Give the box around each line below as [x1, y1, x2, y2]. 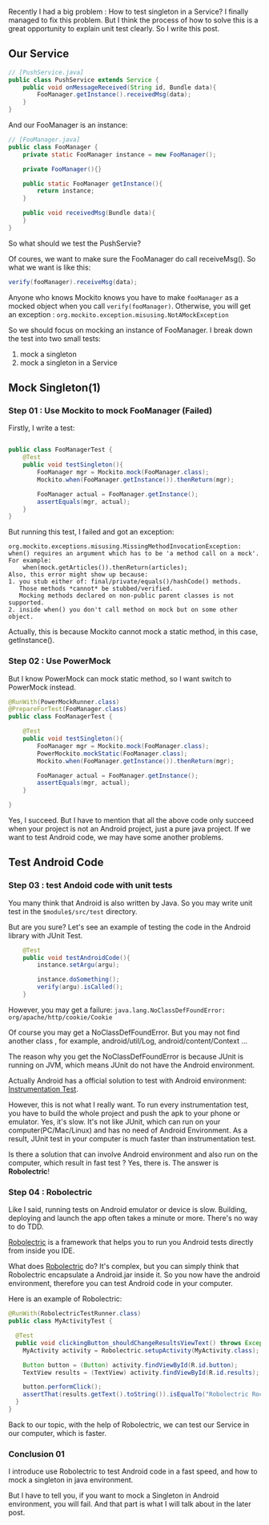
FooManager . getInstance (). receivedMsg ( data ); [37, 91, 192, 99]
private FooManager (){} [22, 165, 102, 173]
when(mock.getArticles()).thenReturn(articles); [22, 563, 188, 572]
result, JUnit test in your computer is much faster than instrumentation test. [8, 1133, 256, 1143]
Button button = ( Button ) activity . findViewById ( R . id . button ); [22, 1360, 239, 1369]
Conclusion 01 [8, 1448, 66, 1459]
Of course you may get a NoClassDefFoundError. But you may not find [8, 1027, 240, 1037]
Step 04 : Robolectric [8, 1186, 93, 1198]
